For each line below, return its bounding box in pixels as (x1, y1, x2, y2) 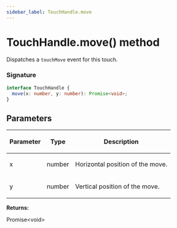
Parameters (6, 113, 52, 123)
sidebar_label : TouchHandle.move (6, 9, 92, 15)
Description (103, 137, 139, 146)
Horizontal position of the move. (75, 160, 168, 169)
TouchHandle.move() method (6, 35, 160, 49)
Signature (6, 71, 37, 80)
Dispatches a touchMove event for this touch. (6, 56, 118, 63)
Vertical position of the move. (75, 182, 160, 191)
